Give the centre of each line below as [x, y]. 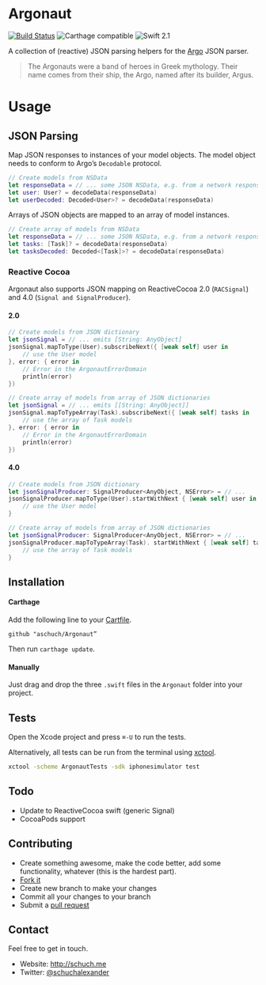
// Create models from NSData [58, 178]
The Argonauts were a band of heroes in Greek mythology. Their [133, 66]
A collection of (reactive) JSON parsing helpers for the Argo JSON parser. [129, 51]
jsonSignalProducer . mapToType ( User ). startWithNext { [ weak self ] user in [133, 499]
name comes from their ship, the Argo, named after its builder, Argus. [141, 74]
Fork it [30, 880]
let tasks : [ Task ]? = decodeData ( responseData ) [88, 244]
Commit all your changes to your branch [85, 896]
